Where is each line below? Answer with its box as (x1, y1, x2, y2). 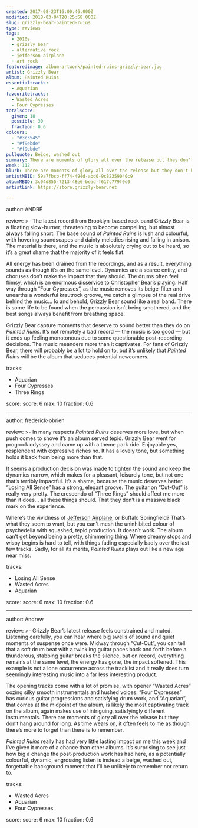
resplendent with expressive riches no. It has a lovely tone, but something (6, 447, 185, 454)
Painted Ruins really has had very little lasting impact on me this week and (6, 738, 186, 745)
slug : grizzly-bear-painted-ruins (6, 19, 91, 25)
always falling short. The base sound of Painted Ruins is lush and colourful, (6, 230, 189, 237)
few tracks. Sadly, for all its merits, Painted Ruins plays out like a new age (6, 545, 184, 552)
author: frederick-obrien (6, 417, 65, 424)
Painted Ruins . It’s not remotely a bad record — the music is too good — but (6, 328, 190, 335)
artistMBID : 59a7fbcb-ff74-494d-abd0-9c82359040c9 (6, 174, 133, 180)
